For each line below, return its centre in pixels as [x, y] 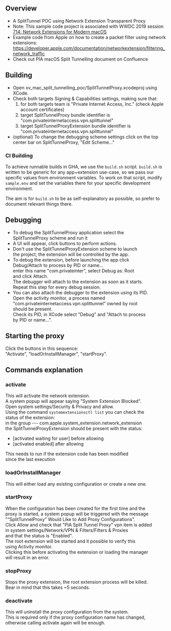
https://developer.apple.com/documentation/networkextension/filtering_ [89, 48]
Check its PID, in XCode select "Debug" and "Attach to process [79, 314]
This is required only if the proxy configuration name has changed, [76, 617]
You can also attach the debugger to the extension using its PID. [80, 292]
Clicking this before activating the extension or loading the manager [77, 552]
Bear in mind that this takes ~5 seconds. [48, 587]
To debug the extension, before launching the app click [71, 259]
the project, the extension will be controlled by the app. [71, 254]
